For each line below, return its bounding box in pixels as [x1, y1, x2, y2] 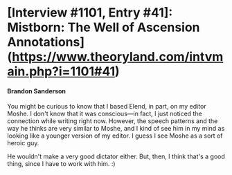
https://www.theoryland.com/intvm [12, 49, 224, 65]
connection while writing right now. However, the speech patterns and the [7, 117, 218, 125]
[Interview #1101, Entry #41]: [7, 5, 173, 21]
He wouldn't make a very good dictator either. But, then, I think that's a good [7, 152, 225, 160]
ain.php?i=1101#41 [7, 64, 116, 80]
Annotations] [7, 35, 85, 50]
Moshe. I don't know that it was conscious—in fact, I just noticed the [7, 109, 202, 118]
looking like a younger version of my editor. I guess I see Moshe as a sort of [7, 131, 223, 140]
